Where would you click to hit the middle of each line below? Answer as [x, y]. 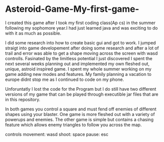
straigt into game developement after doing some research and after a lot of [82, 48]
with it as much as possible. [33, 33]
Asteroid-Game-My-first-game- [72, 9]
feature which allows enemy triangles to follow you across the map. [73, 125]
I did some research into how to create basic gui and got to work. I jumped [81, 42]
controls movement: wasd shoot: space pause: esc [57, 134]
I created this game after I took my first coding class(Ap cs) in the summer [81, 23]
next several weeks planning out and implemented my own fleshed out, [77, 64]
